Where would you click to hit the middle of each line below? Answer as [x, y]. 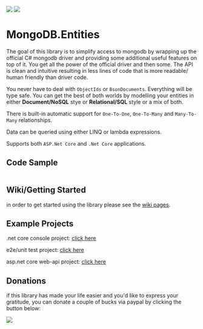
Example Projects [40, 224]
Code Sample [32, 163]
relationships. [35, 120]
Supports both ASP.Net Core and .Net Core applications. [76, 143]
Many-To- [186, 114]
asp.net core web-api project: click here [56, 262]
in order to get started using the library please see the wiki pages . [88, 205]
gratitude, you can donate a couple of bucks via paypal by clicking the [94, 302]
